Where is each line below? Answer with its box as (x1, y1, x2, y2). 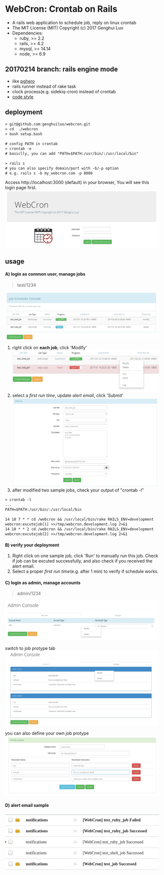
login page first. (5, 184, 37, 190)
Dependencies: (12, 30, 43, 36)
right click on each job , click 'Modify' (12, 344, 87, 350)
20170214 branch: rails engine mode (5, 65, 118, 74)
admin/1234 (17, 591, 41, 596)
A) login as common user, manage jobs (5, 271, 85, 277)
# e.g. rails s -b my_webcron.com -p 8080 (5, 171, 93, 176)
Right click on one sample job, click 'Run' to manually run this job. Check (12, 553, 159, 559)
